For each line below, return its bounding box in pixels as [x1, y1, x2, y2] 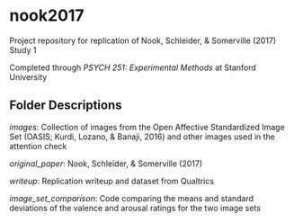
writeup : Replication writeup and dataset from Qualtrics [9, 175, 214, 186]
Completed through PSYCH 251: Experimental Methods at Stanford [9, 62, 256, 73]
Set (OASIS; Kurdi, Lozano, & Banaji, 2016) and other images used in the [9, 131, 276, 142]
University [9, 71, 48, 82]
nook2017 [9, 5, 85, 26]
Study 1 [9, 44, 37, 55]
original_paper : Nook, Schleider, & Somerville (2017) [9, 158, 203, 169]
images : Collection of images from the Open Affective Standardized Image [9, 121, 285, 132]
